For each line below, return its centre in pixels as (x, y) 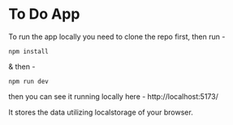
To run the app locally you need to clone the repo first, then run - (117, 37)
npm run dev (28, 81)
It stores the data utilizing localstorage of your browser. (101, 112)
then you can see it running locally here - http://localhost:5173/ (114, 96)
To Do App (44, 14)
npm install (28, 51)
